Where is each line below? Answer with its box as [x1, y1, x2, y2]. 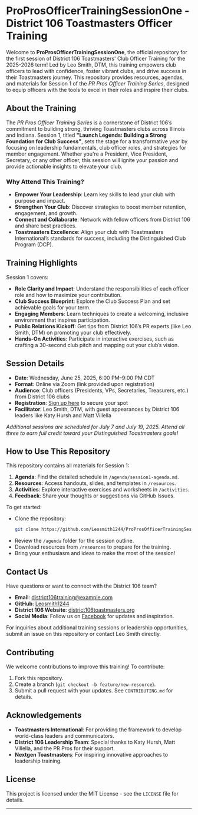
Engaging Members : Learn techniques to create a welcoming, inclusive [14, 310, 189, 317]
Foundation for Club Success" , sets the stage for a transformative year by [6, 137, 188, 145]
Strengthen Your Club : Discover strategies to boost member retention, [14, 203, 187, 210]
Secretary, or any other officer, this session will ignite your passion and [6, 156, 179, 163]
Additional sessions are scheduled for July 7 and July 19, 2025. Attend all [6, 423, 184, 430]
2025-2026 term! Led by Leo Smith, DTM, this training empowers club [6, 61, 177, 68]
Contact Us [6, 567, 48, 577]
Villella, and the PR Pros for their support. [14, 744, 115, 752]
